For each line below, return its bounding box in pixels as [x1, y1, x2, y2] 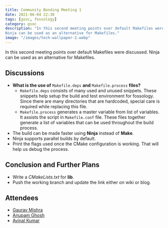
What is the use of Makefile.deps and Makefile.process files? [12, 82, 141, 88]
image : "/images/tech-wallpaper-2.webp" [5, 36, 91, 41]
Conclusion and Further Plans [5, 161, 100, 169]
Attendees [5, 193, 38, 202]
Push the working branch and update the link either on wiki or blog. [12, 179, 151, 185]
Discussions [5, 69, 44, 78]
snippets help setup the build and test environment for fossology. [19, 93, 154, 99]
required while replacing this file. [19, 103, 87, 109]
